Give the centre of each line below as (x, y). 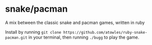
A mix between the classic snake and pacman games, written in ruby (75, 22)
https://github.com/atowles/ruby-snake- (105, 32)
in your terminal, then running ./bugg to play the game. (84, 37)
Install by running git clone (33, 32)
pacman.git (16, 38)
